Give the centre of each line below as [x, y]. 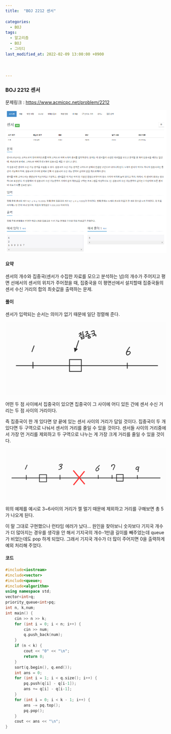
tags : [11, 33]
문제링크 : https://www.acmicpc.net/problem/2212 [58, 102]
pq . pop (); [34, 711]
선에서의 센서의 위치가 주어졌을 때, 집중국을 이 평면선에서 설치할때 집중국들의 [87, 283]
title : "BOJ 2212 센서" [31, 11]
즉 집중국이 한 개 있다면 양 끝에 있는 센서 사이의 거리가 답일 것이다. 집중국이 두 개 [86, 422]
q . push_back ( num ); [43, 635]
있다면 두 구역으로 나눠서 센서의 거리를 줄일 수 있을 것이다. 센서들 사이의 [77, 428]
